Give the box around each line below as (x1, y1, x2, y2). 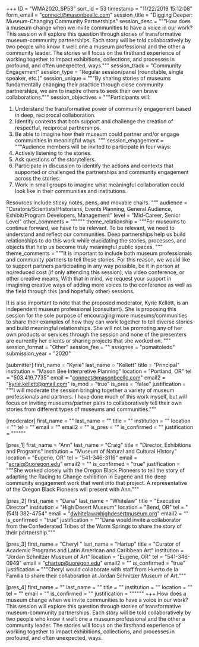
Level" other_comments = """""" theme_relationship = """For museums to (6, 218, 186, 225)
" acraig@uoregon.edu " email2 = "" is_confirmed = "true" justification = (6, 461, 180, 467)
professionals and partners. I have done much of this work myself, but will (6, 393, 187, 400)
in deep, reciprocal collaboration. (14, 111, 96, 119)
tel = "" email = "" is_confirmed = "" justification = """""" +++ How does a (6, 590, 187, 597)
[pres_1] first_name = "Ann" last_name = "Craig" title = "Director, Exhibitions (6, 441, 191, 449)
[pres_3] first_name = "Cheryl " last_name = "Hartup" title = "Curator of (6, 540, 181, 548)
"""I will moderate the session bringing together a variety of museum (6, 387, 175, 394)
